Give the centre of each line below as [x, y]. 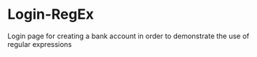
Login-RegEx [51, 14]
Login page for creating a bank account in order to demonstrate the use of [128, 36]
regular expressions [40, 44]
